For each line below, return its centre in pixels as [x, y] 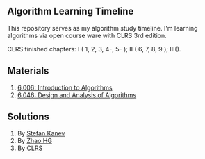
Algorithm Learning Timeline [71, 11]
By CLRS [30, 148]
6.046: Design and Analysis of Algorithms [77, 95]
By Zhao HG [34, 141]
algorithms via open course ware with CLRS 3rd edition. [87, 35]
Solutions [28, 117]
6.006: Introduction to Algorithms [65, 87]
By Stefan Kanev [41, 133]
